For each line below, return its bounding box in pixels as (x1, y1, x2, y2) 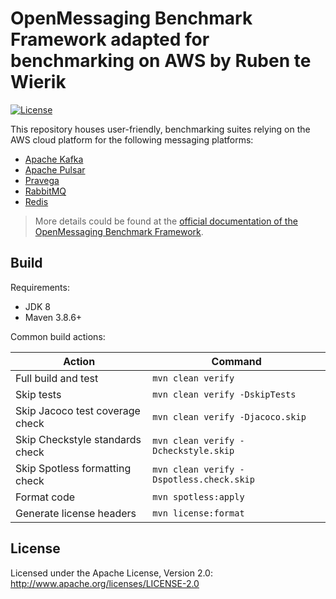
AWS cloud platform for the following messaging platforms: (10, 133, 254, 146)
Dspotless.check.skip (152, 473, 255, 485)
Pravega (24, 174, 60, 186)
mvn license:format (152, 507, 245, 519)
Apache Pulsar (24, 163, 86, 176)
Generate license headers (15, 506, 137, 520)
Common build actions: (10, 330, 106, 342)
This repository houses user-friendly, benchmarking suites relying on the (10, 123, 311, 135)
